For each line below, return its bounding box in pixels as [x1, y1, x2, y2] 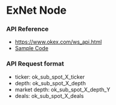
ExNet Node [6, 4, 67, 17]
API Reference [6, 25, 49, 33]
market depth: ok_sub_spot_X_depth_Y [14, 86, 111, 93]
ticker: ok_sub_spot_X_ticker [14, 73, 85, 81]
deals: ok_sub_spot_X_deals [14, 92, 84, 99]
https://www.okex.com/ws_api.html [14, 38, 102, 45]
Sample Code [14, 45, 49, 52]
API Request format [6, 60, 65, 68]
